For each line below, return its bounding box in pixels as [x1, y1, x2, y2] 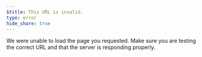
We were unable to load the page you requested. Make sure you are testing [6, 37, 196, 45]
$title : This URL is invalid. [6, 9, 84, 15]
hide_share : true [6, 20, 51, 26]
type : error [6, 15, 37, 21]
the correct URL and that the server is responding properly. [6, 44, 155, 51]
